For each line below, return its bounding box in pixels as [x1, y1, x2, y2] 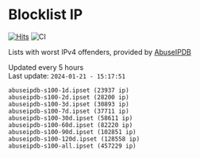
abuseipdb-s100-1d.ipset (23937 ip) [8, 86, 129, 94]
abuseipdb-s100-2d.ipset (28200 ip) [8, 93, 129, 101]
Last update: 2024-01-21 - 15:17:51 [8, 71, 125, 80]
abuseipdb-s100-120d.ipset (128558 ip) [8, 135, 140, 143]
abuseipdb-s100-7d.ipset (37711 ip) [8, 107, 129, 115]
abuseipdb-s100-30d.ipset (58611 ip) [8, 114, 133, 122]
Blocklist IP [8, 6, 83, 24]
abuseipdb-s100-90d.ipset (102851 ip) [8, 128, 137, 136]
